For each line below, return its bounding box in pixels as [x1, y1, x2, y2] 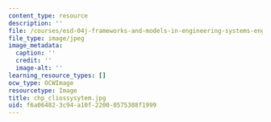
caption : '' [15, 49, 56, 57]
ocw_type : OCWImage [8, 79, 74, 87]
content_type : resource [8, 11, 89, 20]
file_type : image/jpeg [8, 34, 85, 43]
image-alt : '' [15, 64, 63, 72]
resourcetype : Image [8, 86, 78, 95]
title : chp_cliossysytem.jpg [8, 94, 106, 102]
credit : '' [15, 57, 52, 65]
